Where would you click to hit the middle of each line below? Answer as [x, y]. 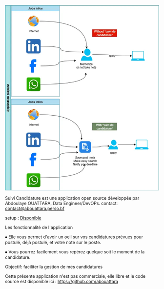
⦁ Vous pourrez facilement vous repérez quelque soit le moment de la [75, 252]
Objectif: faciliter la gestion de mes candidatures [54, 267]
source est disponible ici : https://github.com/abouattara [62, 282]
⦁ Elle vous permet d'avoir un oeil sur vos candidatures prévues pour [74, 237]
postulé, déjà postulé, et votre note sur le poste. [53, 243]
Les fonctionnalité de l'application [39, 227]
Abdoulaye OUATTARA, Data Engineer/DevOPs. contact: [61, 204]
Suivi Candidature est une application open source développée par [72, 198]
